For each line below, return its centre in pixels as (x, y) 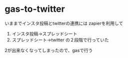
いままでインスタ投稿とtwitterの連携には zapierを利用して (64, 23)
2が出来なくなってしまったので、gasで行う (49, 50)
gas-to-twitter (35, 9)
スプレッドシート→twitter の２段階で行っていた (60, 40)
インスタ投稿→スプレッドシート (45, 33)
